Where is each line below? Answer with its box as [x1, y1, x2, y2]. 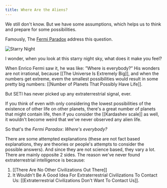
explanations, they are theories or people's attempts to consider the [5, 141, 145, 147]
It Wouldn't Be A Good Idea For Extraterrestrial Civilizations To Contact [12, 172, 158, 178]
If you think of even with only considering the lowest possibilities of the [5, 100, 151, 106]
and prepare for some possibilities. [5, 26, 77, 32]
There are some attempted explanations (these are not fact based [5, 135, 141, 141]
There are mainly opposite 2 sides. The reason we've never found [5, 151, 141, 157]
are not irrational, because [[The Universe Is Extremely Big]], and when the [5, 70, 159, 76]
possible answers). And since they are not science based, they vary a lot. [5, 146, 156, 152]
